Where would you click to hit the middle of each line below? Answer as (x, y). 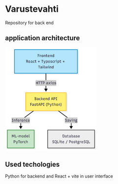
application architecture (43, 38)
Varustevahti (32, 9)
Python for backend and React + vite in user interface (59, 176)
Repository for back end (29, 23)
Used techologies (32, 164)
